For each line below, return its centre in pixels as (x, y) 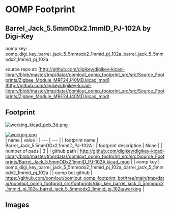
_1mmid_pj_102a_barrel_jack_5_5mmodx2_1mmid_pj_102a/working (73, 189)
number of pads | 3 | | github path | (42, 151)
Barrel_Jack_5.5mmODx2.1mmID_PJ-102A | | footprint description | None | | (84, 145)
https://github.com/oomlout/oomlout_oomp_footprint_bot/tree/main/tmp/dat (85, 178)
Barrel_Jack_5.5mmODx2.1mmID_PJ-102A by (78, 28)
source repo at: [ (23, 69)
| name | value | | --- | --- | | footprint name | (52, 140)
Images (17, 205)
